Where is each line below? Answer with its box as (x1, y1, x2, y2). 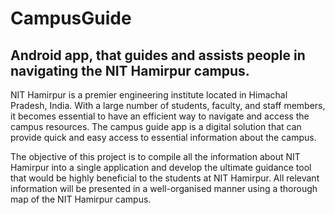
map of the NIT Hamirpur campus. (10, 193, 152, 205)
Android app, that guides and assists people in (10, 47, 306, 64)
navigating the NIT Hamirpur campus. (10, 62, 250, 79)
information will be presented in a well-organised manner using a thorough (10, 183, 318, 194)
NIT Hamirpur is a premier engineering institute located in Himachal (10, 89, 288, 101)
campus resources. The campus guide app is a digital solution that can (10, 121, 302, 132)
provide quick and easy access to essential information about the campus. (10, 132, 317, 143)
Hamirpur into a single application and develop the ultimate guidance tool (10, 162, 312, 173)
